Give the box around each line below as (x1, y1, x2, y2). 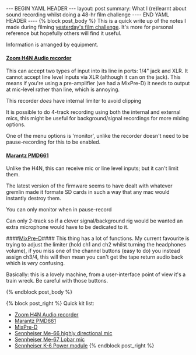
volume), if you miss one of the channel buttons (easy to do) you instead (6, 248, 180, 255)
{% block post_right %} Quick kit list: (6, 300, 94, 307)
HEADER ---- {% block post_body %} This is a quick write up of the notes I (6, 18, 186, 24)
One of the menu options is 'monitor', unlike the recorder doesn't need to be (6, 133, 189, 140)
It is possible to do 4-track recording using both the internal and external (6, 109, 181, 116)
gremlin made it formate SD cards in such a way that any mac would (6, 189, 170, 196)
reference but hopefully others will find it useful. (6, 30, 122, 37)
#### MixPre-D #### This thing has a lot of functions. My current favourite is (6, 235, 190, 242)
